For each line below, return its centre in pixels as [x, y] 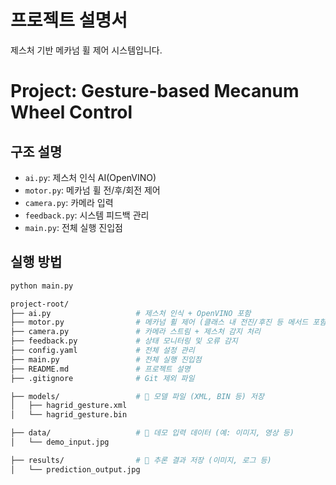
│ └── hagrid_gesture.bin [69, 415]
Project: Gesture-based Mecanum [155, 91]
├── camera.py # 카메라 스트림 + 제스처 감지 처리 [135, 332]
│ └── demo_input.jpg [60, 442]
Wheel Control [71, 112]
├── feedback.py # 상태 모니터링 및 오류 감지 [124, 341]
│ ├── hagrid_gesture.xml [69, 406]
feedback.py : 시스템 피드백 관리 [87, 215]
